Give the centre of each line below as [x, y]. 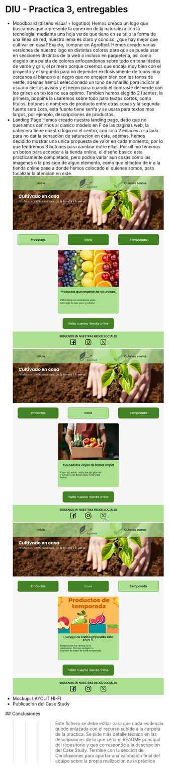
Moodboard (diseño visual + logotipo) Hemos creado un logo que [80, 23]
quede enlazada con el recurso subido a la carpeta [108, 729]
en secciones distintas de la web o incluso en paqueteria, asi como [82, 55]
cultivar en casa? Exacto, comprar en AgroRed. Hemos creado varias [84, 44]
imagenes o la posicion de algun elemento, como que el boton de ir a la [87, 162]
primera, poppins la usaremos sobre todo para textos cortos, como [82, 98]
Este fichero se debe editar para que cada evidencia [109, 724]
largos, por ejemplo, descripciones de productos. [63, 114]
